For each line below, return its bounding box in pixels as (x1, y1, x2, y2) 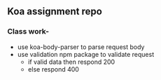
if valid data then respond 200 (27, 58, 115, 66)
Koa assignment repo (7, 6, 103, 18)
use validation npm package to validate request (17, 50, 155, 58)
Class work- (7, 27, 50, 36)
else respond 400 (27, 65, 79, 73)
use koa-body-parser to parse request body (17, 42, 145, 51)
